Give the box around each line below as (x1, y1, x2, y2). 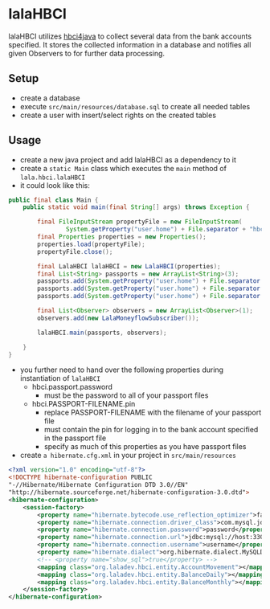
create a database (19, 93, 80, 103)
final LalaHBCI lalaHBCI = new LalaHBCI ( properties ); (37, 262, 221, 270)
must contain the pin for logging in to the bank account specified (43, 425, 259, 435)
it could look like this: (19, 180, 90, 190)
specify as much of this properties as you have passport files (43, 442, 247, 452)
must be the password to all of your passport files (43, 390, 209, 400)
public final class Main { (8, 196, 99, 204)
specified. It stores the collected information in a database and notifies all (8, 39, 252, 49)
